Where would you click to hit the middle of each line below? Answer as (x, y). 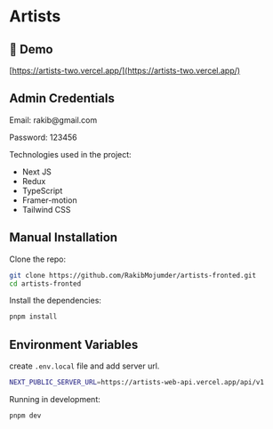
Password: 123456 (43, 137)
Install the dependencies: (56, 301)
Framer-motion (49, 200)
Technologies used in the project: (70, 154)
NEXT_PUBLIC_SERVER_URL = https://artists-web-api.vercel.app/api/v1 (137, 383)
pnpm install (33, 317)
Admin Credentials (62, 98)
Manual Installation (64, 238)
